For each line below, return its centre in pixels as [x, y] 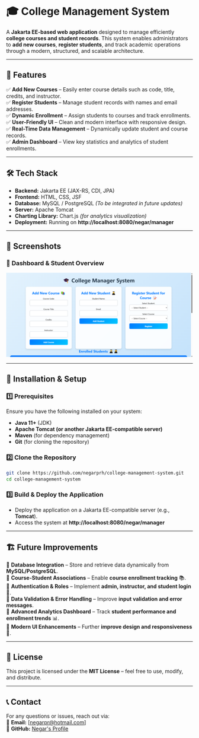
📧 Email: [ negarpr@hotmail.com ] [46, 723]
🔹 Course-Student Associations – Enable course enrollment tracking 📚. [96, 578]
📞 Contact [24, 702]
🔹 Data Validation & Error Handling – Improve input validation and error [94, 599]
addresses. [20, 109]
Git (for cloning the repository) [52, 442]
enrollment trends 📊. [33, 618]
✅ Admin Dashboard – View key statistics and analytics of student [87, 141]
